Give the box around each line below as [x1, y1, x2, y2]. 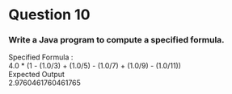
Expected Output [8, 70, 65, 80]
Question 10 [8, 6, 91, 24]
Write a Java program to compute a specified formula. [8, 35, 225, 46]
